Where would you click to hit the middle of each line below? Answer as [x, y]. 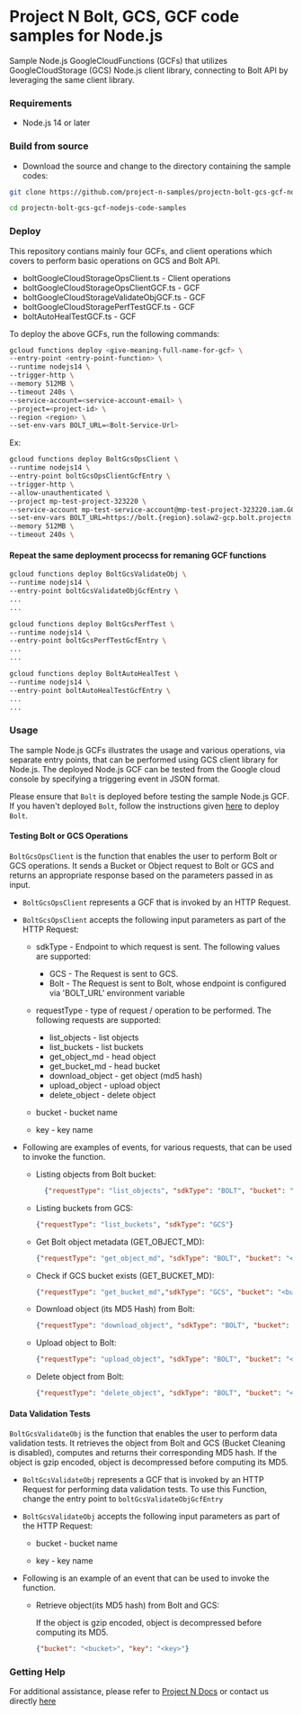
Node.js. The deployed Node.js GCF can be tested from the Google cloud [145, 769]
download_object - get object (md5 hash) [126, 1075]
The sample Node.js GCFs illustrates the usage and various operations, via [147, 750]
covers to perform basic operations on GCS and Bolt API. [115, 260]
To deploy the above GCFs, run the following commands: [115, 333]
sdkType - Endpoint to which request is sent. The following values [158, 946]
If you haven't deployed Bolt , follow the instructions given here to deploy [145, 806]
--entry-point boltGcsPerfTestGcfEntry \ [88, 641]
